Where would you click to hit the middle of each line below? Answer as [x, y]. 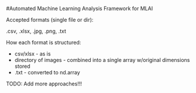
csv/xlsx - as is [32, 54]
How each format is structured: [44, 42]
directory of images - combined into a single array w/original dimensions [102, 60]
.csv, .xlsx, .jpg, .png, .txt [36, 31]
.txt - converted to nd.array [47, 72]
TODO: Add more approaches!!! [44, 84]
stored [22, 66]
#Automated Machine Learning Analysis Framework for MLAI [80, 8]
